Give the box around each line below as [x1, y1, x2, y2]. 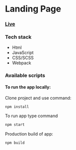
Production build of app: [5, 131, 53, 137]
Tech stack [5, 34, 31, 41]
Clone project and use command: [5, 95, 72, 101]
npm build [5, 140, 25, 146]
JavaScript [12, 50, 34, 56]
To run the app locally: [5, 84, 51, 90]
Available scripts [5, 72, 46, 79]
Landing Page [5, 3, 61, 15]
